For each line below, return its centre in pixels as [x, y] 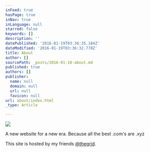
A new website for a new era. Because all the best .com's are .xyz [75, 134]
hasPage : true [21, 15]
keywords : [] [19, 34]
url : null [20, 91]
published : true [23, 67]
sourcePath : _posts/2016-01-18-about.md [49, 62]
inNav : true [18, 19]
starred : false [22, 29]
